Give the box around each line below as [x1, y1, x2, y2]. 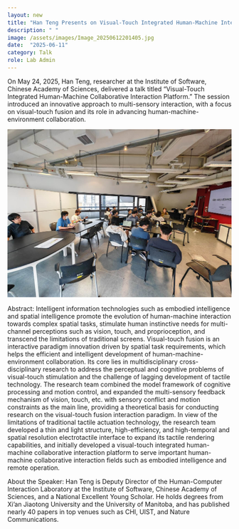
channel [7, 327, 31, 336]
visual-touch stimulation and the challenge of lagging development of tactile [7, 373, 230, 381]
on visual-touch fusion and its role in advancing [7, 107, 147, 115]
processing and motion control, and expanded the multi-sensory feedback [7, 388, 225, 396]
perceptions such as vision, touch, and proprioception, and [32, 327, 206, 336]
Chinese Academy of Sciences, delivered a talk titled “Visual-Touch [7, 84, 205, 93]
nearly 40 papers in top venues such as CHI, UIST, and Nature [7, 508, 190, 516]
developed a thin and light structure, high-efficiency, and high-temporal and [7, 426, 230, 434]
